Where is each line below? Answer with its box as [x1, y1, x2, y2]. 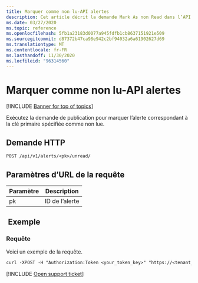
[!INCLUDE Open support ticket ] [6, 270, 84, 277]
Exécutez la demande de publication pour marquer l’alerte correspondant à [6, 114, 189, 121]
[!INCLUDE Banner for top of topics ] [6, 103, 93, 110]
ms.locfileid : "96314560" [6, 58, 70, 64]
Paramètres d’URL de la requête [6, 169, 125, 180]
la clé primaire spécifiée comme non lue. [6, 120, 105, 127]
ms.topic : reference [6, 25, 57, 31]
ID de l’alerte [44, 197, 80, 205]
